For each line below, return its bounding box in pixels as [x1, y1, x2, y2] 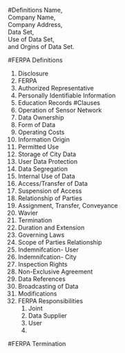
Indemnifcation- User [17, 245, 79, 254]
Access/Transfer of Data [17, 180, 88, 187]
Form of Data [17, 121, 56, 128]
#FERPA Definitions [8, 56, 63, 64]
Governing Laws [17, 231, 65, 239]
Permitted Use [17, 143, 59, 151]
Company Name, [8, 13, 56, 21]
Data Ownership [17, 113, 64, 122]
